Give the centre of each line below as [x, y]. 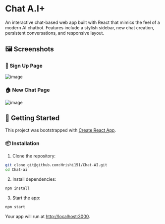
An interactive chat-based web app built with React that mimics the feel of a [82, 22]
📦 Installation [22, 143]
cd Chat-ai [16, 169]
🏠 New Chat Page [27, 90]
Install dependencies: [34, 179]
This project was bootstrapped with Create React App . [61, 130]
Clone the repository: [34, 156]
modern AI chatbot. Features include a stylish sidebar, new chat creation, [80, 27]
